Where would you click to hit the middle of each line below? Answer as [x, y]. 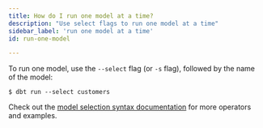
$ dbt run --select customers [59, 92]
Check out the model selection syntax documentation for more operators [130, 107]
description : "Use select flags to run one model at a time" [114, 23]
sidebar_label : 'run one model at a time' [81, 31]
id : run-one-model [39, 38]
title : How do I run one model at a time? [81, 16]
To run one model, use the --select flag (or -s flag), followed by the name [131, 69]
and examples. [33, 116]
